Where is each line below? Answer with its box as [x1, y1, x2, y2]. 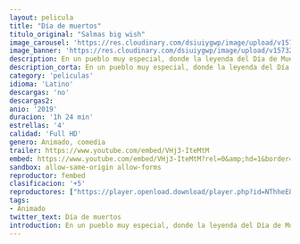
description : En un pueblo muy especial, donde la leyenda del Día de [9, 55, 278, 63]
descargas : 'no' [9, 88, 70, 97]
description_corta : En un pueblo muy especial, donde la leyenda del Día [9, 63, 290, 72]
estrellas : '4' [9, 122, 66, 130]
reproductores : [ [9, 188, 74, 197]
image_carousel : [9, 38, 70, 47]
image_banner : [9, 46, 62, 55]
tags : [9, 196, 29, 206]
